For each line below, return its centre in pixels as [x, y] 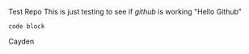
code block [27, 27]
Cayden [21, 41]
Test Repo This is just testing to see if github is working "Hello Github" [125, 12]
